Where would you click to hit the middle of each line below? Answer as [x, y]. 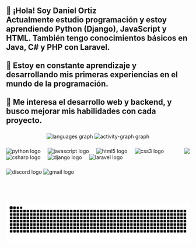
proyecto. [24, 120]
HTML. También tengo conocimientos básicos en [97, 38]
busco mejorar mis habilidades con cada [81, 111]
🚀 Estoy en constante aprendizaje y [71, 66]
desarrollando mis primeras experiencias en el [92, 75]
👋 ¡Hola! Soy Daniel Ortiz [52, 11]
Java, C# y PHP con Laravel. [58, 47]
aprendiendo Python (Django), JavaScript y [87, 29]
